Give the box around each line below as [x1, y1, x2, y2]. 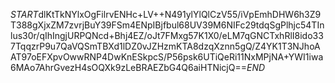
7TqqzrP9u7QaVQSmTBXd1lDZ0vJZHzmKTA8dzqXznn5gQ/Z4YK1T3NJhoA [10, 40, 321, 52]
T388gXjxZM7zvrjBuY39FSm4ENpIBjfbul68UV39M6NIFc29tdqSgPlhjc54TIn [10, 19, 325, 31]
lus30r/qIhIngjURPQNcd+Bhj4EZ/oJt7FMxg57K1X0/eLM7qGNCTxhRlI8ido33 [10, 30, 324, 41]
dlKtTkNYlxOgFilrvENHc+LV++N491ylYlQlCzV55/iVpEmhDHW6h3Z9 [38, 9, 322, 20]
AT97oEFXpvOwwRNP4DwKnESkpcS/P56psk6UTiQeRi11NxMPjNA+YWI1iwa [10, 51, 324, 63]
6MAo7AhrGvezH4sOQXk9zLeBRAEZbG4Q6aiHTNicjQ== [10, 62, 247, 73]
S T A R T [10, 9, 39, 20]
